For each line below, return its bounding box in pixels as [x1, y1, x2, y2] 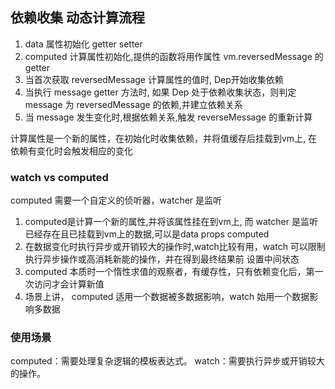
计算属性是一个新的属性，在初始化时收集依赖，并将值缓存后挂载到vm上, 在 [10, 132, 318, 144]
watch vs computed [10, 170, 109, 184]
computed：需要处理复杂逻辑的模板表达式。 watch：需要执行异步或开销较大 [10, 355, 325, 367]
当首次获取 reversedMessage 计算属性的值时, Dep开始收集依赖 [24, 73, 284, 85]
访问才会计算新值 [33, 278, 105, 290]
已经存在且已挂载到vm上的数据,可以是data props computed [24, 228, 270, 240]
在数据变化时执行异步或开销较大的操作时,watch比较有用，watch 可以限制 [24, 241, 326, 253]
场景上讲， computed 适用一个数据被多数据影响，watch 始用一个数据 [24, 291, 310, 303]
